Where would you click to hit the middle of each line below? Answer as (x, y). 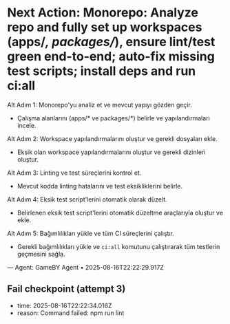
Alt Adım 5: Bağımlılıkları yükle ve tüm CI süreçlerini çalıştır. (91, 233)
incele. (27, 125)
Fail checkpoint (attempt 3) (66, 289)
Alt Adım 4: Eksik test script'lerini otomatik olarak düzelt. (87, 199)
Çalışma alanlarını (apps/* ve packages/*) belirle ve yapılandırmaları (113, 118)
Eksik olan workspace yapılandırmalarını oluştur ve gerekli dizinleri (111, 152)
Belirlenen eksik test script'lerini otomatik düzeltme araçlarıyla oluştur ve (120, 213)
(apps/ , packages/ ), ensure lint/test (111, 42)
